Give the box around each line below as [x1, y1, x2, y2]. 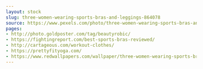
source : [5, 20, 25, 26]
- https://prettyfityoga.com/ [5, 48, 82, 54]
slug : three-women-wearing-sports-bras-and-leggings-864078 [5, 14, 161, 20]
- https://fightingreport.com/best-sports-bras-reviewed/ [5, 37, 155, 43]
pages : [5, 25, 22, 32]
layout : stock [5, 8, 42, 15]
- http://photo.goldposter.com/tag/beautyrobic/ [5, 31, 131, 37]
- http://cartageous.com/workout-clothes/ [5, 43, 115, 49]
